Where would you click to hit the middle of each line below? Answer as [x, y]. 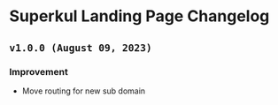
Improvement [39, 71]
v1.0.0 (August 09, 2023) [81, 48]
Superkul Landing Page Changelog [139, 16]
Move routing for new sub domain [84, 91]
